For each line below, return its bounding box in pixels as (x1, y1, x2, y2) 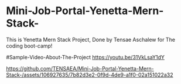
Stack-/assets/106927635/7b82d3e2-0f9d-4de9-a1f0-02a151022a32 (6, 71, 173, 78)
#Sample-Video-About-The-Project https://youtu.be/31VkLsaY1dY (6, 53, 165, 61)
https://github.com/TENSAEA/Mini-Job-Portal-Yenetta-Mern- (6, 65, 154, 72)
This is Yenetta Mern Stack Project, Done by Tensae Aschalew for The (6, 36, 176, 43)
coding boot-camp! (6, 42, 53, 49)
